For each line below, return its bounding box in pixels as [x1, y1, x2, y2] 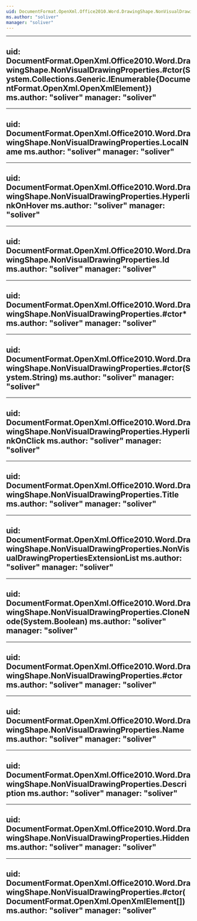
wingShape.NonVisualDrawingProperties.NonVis [6, 544, 190, 554]
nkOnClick [6, 436, 45, 446]
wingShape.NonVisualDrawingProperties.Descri [6, 779, 187, 789]
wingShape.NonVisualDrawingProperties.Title [6, 490, 179, 500]
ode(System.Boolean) [6, 617, 88, 627]
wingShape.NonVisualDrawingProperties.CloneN [6, 607, 190, 617]
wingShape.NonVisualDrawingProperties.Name [6, 725, 185, 735]
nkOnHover [6, 200, 49, 211]
